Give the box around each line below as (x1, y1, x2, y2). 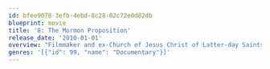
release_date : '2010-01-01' (8, 33, 103, 42)
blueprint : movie (8, 19, 67, 27)
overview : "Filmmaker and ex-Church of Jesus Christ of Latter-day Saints (8, 41, 264, 49)
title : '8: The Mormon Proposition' (8, 26, 131, 34)
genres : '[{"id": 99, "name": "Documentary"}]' (8, 48, 171, 56)
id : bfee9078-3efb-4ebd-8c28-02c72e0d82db (8, 11, 153, 20)
